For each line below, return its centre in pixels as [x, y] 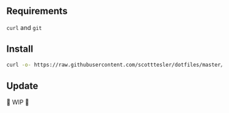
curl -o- [19, 65]
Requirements [37, 11]
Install [20, 49]
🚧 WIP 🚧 [18, 102]
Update [23, 85]
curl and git [24, 27]
